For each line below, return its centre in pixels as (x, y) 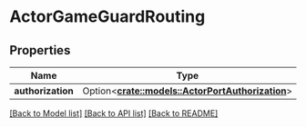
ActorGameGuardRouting (107, 17)
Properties (40, 50)
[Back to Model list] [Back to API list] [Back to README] (114, 113)
